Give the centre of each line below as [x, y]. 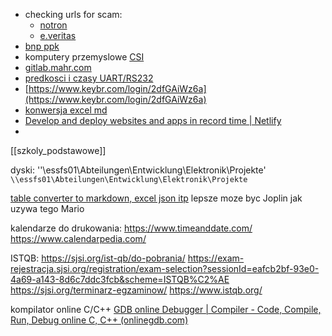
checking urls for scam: [73, 14]
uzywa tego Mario [47, 208]
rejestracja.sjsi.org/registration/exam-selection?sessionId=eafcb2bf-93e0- [165, 268]
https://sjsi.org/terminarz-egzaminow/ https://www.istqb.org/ [136, 290]
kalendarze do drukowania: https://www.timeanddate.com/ [131, 228]
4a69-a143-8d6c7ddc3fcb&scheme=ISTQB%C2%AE [120, 279]
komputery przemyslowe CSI [84, 57]
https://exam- [216, 258]
